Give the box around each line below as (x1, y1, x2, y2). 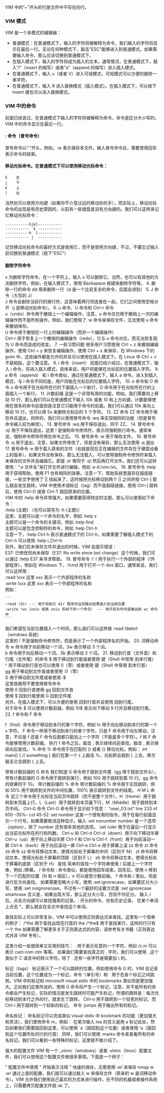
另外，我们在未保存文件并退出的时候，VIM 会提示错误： (5, 544, 117, 550)
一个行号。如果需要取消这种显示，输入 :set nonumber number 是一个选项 (9, 818, 156, 824)
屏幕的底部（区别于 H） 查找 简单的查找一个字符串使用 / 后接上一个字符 (9, 861, 153, 867)
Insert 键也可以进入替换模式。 (12, 89, 72, 95)
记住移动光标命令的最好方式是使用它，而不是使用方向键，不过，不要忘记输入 (5, 244, 159, 250)
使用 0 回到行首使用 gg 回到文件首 (5, 687, 74, 693)
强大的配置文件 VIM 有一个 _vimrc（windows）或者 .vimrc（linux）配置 (5, 1048, 148, 1054)
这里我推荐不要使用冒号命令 (5, 681, 61, 687)
